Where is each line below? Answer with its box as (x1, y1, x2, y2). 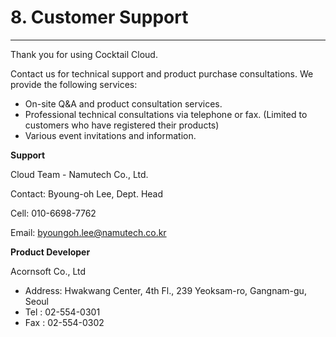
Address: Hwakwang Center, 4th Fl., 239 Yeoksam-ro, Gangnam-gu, (24, 284, 307, 296)
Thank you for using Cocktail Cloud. (10, 48, 158, 60)
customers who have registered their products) (24, 119, 220, 131)
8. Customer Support (10, 6, 189, 29)
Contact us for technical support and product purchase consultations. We (10, 67, 314, 80)
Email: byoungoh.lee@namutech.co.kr (10, 226, 167, 238)
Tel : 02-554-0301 (24, 306, 101, 318)
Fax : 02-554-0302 (24, 316, 105, 328)
